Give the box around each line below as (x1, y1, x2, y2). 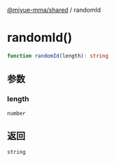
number (7, 110, 26, 117)
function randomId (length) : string (7, 52, 109, 59)
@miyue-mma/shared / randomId (7, 6, 101, 14)
